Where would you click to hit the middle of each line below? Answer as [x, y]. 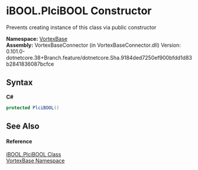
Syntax [20, 83]
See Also [23, 126]
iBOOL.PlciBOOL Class [34, 155]
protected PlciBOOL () [33, 108]
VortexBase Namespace [35, 161]
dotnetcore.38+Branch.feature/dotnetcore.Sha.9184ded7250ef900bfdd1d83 [99, 57]
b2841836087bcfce [30, 64]
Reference [19, 141]
